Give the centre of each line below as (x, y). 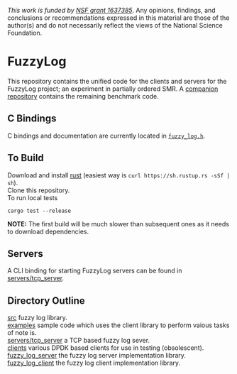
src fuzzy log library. (37, 318)
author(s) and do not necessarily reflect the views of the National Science (115, 25)
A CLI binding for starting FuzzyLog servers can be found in (95, 271)
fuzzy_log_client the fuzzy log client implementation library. (94, 363)
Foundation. (25, 33)
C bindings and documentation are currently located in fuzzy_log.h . (106, 136)
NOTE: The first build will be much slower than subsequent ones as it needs (118, 224)
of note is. (22, 333)
